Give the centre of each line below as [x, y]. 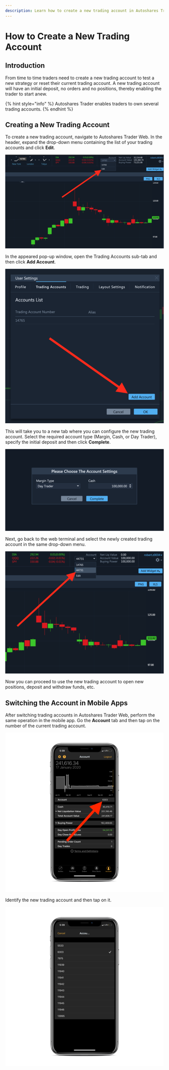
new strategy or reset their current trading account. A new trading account [82, 83]
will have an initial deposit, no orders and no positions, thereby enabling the [83, 88]
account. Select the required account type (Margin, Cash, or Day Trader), [81, 436]
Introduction [25, 66]
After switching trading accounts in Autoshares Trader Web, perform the [80, 715]
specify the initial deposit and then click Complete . [58, 442]
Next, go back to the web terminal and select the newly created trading [79, 539]
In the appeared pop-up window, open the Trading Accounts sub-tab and [81, 257]
